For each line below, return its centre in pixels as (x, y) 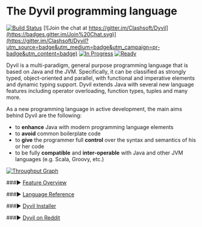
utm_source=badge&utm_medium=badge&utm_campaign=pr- (83, 47)
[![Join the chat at (65, 28)
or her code (30, 146)
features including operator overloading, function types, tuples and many (97, 91)
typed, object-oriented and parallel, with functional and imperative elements (100, 78)
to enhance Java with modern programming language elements (94, 127)
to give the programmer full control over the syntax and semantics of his (105, 139)
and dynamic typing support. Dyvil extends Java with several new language (100, 84)
